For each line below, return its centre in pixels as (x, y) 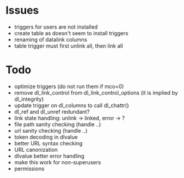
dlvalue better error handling (49, 156)
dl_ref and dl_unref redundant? (52, 111)
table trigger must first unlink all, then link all (68, 46)
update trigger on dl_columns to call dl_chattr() (71, 105)
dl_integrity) (29, 99)
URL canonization (36, 149)
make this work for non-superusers (57, 162)
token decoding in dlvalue (46, 137)
